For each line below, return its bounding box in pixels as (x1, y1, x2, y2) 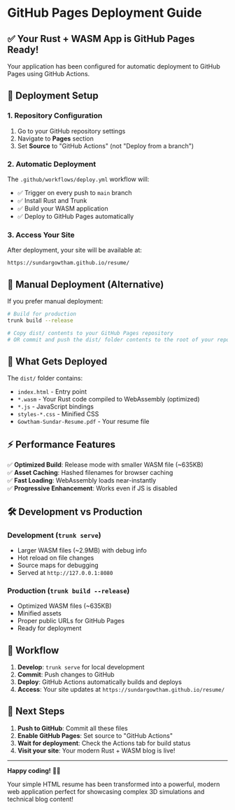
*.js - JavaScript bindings (17, 402, 94, 411)
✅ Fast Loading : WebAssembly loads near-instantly (7, 476, 157, 485)
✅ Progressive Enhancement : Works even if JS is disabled (7, 484, 178, 492)
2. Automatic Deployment (7, 159, 97, 169)
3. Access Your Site (7, 229, 75, 239)
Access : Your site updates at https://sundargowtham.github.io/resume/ (17, 685, 225, 694)
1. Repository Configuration (7, 111, 103, 120)
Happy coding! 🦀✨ (7, 766, 61, 774)
